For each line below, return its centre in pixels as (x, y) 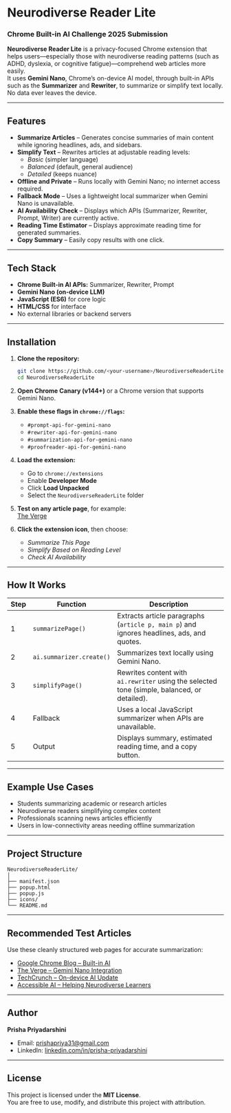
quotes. (129, 642)
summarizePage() (59, 629)
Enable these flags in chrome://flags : (71, 411)
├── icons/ (23, 900)
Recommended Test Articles (69, 933)
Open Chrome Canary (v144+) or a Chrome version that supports (110, 391)
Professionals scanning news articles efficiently (85, 818)
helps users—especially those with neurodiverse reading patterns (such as (113, 56)
